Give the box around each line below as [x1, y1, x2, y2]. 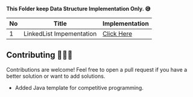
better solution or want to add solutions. [6, 72, 106, 80]
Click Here [102, 30, 133, 38]
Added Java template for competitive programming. [14, 84, 144, 91]
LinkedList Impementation [24, 30, 97, 38]
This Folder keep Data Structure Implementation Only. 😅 [6, 5, 151, 12]
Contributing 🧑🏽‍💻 [6, 50, 73, 60]
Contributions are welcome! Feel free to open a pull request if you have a [6, 66, 188, 73]
